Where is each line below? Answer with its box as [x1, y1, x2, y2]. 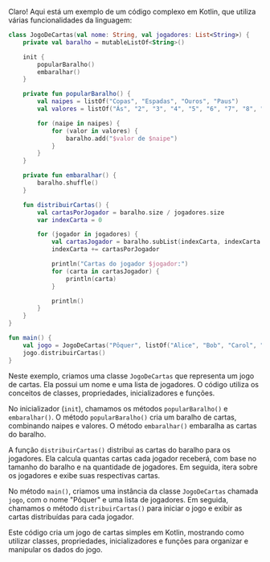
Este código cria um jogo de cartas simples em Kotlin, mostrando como [8, 527, 245, 537]
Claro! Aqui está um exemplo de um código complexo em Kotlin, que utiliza [8, 7, 256, 16]
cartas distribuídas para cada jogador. [8, 511, 134, 522]
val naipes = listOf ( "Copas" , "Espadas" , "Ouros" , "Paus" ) [37, 97, 239, 105]
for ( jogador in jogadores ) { [37, 230, 138, 238]
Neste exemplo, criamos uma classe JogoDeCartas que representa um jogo [8, 370, 255, 381]
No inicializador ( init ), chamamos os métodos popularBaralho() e [8, 403, 228, 413]
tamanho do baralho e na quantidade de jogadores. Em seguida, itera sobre [8, 462, 259, 472]
